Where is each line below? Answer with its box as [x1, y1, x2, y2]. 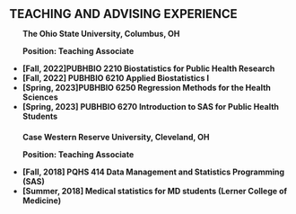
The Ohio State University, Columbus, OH [22, 29, 180, 40]
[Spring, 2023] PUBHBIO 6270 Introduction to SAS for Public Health [22, 102, 280, 112]
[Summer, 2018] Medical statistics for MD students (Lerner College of [22, 186, 288, 197]
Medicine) [22, 195, 61, 206]
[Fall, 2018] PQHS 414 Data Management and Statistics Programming [22, 166, 285, 177]
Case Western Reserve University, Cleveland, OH [22, 132, 210, 143]
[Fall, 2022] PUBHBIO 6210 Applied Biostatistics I [22, 73, 209, 84]
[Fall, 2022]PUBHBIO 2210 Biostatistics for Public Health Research [22, 63, 275, 74]
